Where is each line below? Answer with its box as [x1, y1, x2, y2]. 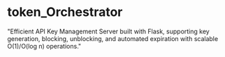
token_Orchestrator [7, 4, 123, 20]
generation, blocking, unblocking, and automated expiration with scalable [7, 34, 219, 42]
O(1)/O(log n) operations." [7, 42, 82, 50]
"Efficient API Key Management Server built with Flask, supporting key [7, 27, 210, 35]
